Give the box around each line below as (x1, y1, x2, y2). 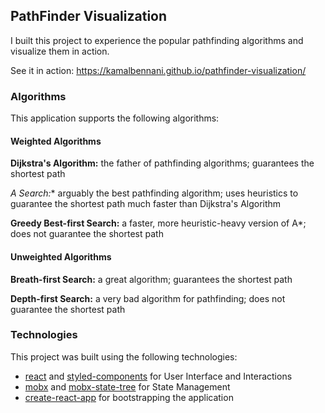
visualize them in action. (10, 45, 110, 57)
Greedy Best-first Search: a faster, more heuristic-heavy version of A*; (10, 217, 307, 229)
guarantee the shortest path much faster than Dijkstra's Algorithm (10, 198, 282, 210)
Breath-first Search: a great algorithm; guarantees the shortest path (10, 273, 293, 285)
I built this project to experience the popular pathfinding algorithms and (10, 34, 304, 46)
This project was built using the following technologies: (10, 350, 238, 363)
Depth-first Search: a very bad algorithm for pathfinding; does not (10, 292, 286, 304)
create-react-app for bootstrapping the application (24, 391, 234, 403)
